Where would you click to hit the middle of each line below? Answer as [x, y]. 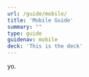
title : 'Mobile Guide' [40, 20]
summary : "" [25, 27]
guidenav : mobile [33, 40]
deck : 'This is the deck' [45, 46]
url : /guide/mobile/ [37, 14]
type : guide [25, 33]
